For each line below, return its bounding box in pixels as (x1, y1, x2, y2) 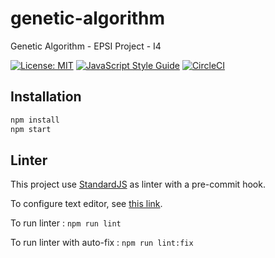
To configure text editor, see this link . (10, 198, 163, 210)
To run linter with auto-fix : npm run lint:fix (10, 237, 194, 249)
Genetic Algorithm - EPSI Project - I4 (10, 40, 162, 52)
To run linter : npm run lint (10, 217, 122, 229)
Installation (10, 88, 82, 106)
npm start (10, 124, 52, 134)
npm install (10, 115, 60, 125)
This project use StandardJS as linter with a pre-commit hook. (10, 178, 266, 191)
